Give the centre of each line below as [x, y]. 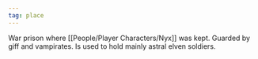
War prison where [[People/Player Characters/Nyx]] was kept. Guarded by [129, 38]
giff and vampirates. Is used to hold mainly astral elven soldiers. [112, 46]
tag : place [26, 15]
